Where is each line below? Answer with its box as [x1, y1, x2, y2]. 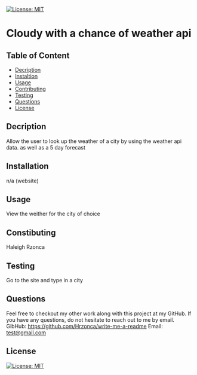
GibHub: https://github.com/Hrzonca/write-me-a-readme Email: [6, 322, 163, 330]
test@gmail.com [6, 329, 47, 336]
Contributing [14, 86, 46, 92]
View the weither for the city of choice [6, 210, 100, 218]
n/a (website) [6, 177, 39, 184]
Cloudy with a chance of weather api [6, 27, 192, 40]
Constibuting [6, 227, 56, 237]
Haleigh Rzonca [6, 243, 45, 251]
